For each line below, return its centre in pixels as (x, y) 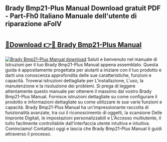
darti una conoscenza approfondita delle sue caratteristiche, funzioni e (78, 75)
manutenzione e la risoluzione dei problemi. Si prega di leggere (70, 86)
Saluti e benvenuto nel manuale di (122, 59)
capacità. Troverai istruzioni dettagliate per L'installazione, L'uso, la (74, 81)
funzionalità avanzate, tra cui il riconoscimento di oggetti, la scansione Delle (84, 113)
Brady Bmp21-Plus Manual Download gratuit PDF (83, 8)
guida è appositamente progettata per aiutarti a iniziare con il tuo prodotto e (83, 70)
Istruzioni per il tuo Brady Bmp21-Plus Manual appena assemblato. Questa (82, 64)
